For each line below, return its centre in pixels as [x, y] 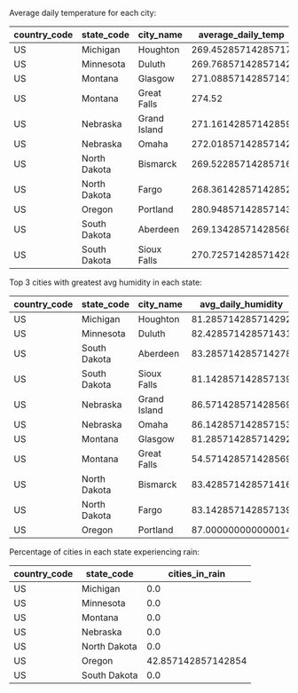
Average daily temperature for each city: [83, 13]
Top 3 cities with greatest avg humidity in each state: [106, 282]
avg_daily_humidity [241, 304]
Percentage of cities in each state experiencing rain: [104, 552]
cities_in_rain [197, 574]
